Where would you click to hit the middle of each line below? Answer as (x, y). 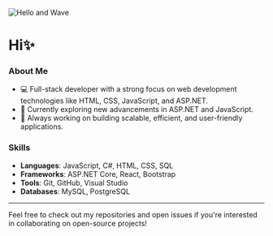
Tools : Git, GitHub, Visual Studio (74, 182)
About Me (28, 71)
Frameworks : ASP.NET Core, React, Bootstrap (98, 174)
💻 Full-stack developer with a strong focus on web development (128, 89)
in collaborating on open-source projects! (78, 223)
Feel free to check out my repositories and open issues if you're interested (133, 214)
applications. (41, 127)
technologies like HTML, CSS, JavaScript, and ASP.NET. (114, 101)
